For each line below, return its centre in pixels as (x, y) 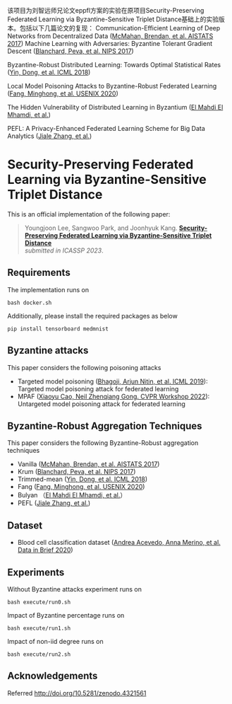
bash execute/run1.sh (39, 628)
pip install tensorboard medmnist (58, 329)
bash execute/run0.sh (39, 602)
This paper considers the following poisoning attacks (84, 367)
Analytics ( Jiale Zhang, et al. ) (50, 136)
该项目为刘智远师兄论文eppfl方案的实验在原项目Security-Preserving (106, 10)
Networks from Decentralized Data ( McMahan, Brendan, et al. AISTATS (110, 36)
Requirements (39, 273)
